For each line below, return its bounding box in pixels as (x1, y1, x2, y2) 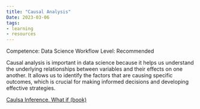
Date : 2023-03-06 (6, 14, 50, 20)
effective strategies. (6, 84, 56, 92)
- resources (6, 31, 36, 37)
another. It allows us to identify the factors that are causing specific (6, 72, 173, 79)
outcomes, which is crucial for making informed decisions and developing (6, 78, 189, 86)
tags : (6, 20, 20, 26)
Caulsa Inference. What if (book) (6, 96, 87, 104)
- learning (6, 25, 34, 32)
